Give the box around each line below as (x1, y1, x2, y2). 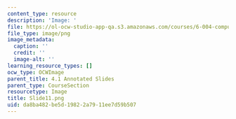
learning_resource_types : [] (7, 62, 93, 69)
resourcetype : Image (7, 88, 68, 95)
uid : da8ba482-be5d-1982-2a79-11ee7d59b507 (7, 101, 137, 108)
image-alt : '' (13, 56, 55, 63)
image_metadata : (7, 36, 55, 43)
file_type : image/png (7, 29, 71, 37)
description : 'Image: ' (7, 17, 77, 24)
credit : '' (13, 50, 46, 57)
